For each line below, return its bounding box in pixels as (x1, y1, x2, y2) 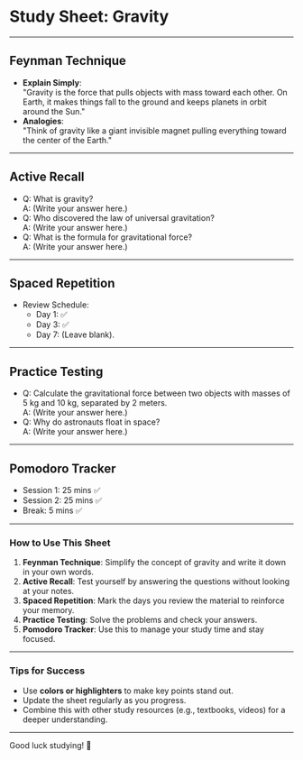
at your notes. (22, 586, 75, 597)
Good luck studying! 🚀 (9, 739, 92, 750)
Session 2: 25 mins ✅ (22, 495, 103, 506)
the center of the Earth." (22, 134, 113, 145)
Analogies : (22, 115, 65, 126)
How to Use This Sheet (9, 536, 111, 549)
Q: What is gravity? (22, 193, 94, 204)
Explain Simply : (22, 77, 82, 87)
